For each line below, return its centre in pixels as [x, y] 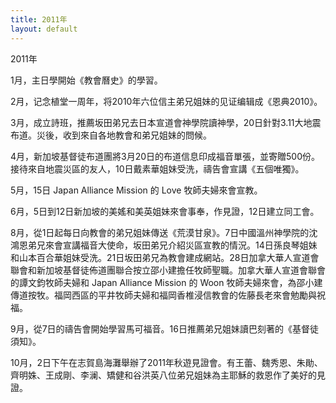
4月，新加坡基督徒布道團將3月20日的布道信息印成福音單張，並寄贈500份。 [165, 156]
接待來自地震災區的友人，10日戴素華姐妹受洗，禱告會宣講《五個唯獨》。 [157, 168]
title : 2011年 [39, 19]
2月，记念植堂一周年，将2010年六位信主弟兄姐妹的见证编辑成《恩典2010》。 [166, 101]
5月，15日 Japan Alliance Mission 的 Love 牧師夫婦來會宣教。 [136, 190]
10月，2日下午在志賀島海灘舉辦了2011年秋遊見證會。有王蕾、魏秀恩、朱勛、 [166, 362]
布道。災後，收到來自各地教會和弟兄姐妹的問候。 [111, 135]
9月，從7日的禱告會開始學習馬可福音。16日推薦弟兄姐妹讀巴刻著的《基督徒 [164, 328]
